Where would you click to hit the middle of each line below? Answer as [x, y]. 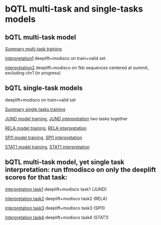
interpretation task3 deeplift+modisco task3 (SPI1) [55, 208]
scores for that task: [36, 178]
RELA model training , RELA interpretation [46, 128]
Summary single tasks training [35, 109]
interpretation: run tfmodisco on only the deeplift [80, 170]
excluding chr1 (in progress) [33, 73]
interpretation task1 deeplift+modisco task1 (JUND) [56, 189]
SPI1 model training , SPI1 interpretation [44, 138]
